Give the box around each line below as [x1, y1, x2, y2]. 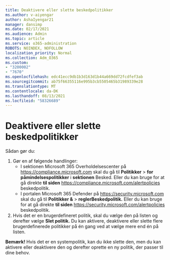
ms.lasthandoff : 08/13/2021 [5, 93, 66, 98]
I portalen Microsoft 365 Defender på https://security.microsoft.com [20, 191, 164, 197]
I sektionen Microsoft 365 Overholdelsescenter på [20, 164, 126, 170]
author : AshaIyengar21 [5, 17, 54, 22]
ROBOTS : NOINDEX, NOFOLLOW [5, 46, 63, 51]
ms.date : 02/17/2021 [5, 27, 50, 32]
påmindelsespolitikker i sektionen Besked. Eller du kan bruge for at [20, 174, 165, 181]
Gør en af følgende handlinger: [12, 158, 78, 164]
